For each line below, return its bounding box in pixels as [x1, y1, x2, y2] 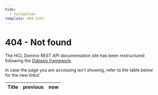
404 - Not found [5, 37, 72, 48]
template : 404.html [5, 16, 45, 21]
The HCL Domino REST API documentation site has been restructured [5, 53, 145, 58]
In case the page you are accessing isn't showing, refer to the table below [5, 67, 153, 73]
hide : [5, 7, 16, 12]
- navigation [9, 12, 36, 16]
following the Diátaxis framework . [5, 58, 72, 64]
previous [22, 84, 44, 91]
